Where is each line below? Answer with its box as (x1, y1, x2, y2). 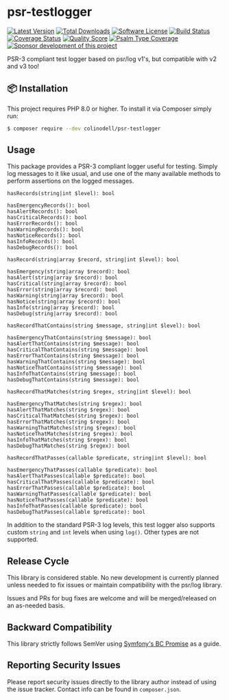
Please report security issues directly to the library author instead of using (7, 677, 217, 686)
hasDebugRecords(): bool (7, 245, 78, 251)
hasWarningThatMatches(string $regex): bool (7, 425, 136, 431)
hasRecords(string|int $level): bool (7, 190, 115, 197)
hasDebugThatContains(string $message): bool (7, 376, 139, 383)
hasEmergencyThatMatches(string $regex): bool (7, 400, 143, 407)
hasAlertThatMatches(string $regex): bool (7, 407, 130, 414)
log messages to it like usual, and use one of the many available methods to (7, 170, 221, 178)
